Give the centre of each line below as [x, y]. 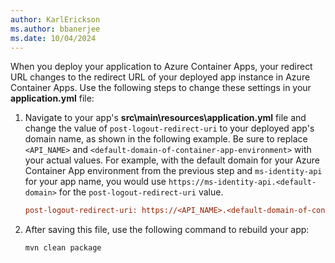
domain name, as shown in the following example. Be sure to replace [166, 139]
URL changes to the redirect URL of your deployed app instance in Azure [160, 77]
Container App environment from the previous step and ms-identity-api [173, 171]
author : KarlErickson [55, 19]
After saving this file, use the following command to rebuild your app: [167, 230]
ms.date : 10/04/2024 [53, 38]
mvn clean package [63, 248]
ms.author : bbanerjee [55, 29]
